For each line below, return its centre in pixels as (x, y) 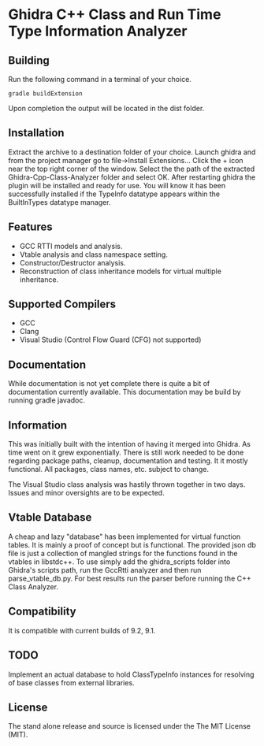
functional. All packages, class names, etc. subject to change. (108, 469)
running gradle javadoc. (46, 400)
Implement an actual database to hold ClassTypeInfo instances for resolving (131, 674)
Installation (36, 133)
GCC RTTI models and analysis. (71, 246)
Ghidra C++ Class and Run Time (115, 15)
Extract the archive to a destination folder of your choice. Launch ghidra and (132, 152)
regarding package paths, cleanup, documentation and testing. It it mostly (128, 461)
